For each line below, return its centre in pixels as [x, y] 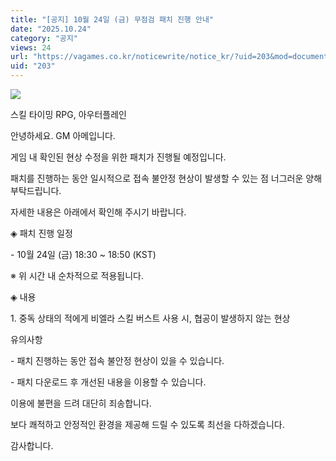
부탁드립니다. [36, 190]
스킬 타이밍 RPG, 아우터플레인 [68, 114]
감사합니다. [32, 445]
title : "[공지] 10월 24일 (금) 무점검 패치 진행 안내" [112, 19]
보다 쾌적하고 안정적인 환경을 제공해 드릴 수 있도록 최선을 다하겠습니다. [147, 424]
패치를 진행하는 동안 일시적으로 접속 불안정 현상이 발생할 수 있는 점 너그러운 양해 [166, 178]
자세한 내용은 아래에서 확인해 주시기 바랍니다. [98, 212]
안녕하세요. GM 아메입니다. [63, 135]
